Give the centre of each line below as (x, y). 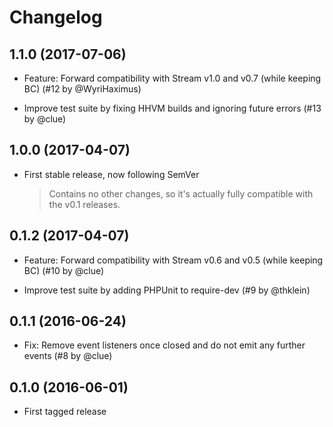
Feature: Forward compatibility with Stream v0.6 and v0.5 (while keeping (173, 260)
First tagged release (65, 412)
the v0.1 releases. (84, 204)
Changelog (56, 17)
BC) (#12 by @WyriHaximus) (82, 89)
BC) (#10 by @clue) (64, 270)
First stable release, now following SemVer (111, 174)
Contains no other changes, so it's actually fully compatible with (181, 193)
